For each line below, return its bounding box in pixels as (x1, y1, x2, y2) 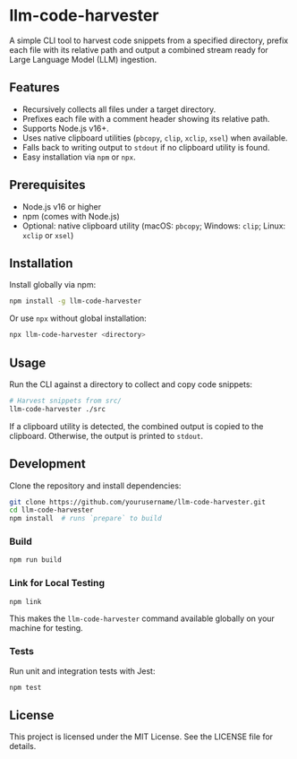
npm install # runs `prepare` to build (9, 514, 163, 523)
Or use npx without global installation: (9, 313, 148, 323)
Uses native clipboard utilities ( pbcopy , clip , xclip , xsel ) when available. (21, 132, 288, 143)
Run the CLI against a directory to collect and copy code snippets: (9, 378, 253, 390)
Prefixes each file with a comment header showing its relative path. (21, 113, 270, 124)
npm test (9, 683, 42, 692)
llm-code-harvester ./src (9, 404, 106, 413)
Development (9, 456, 87, 471)
